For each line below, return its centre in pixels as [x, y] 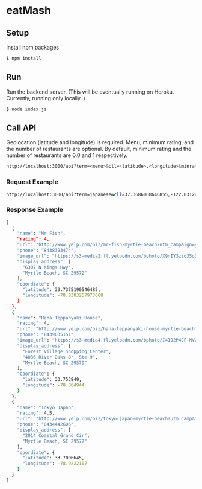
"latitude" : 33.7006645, [53, 458]
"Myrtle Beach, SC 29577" [54, 441]
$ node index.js [26, 109]
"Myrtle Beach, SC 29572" [54, 273]
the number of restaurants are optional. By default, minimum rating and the [99, 149]
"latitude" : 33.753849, [52, 380]
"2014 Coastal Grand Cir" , [56, 435]
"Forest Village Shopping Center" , [67, 351]
